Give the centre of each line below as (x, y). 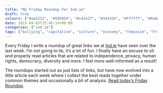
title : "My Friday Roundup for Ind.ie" (45, 9)
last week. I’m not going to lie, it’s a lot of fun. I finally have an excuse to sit (80, 51)
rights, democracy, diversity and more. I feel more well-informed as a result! (81, 61)
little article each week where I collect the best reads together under (73, 75)
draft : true (17, 14)
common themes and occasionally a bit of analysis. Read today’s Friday (76, 80)
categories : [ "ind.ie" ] (29, 27)
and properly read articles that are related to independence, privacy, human (81, 56)
